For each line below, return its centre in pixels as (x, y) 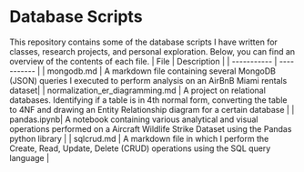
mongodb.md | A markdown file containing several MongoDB (161, 71)
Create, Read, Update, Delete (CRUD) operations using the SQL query (140, 148)
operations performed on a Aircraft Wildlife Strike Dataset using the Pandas (151, 128)
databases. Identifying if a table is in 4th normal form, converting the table (148, 100)
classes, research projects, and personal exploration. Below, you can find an (152, 51)
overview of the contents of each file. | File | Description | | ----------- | (143, 61)
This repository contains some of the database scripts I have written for (143, 42)
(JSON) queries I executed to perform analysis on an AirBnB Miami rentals (148, 80)
